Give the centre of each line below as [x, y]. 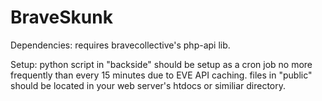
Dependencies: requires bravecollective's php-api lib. [120, 45]
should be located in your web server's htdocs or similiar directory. [148, 85]
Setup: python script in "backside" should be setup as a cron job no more [161, 64]
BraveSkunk [61, 17]
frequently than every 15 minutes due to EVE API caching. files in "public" [161, 75]
